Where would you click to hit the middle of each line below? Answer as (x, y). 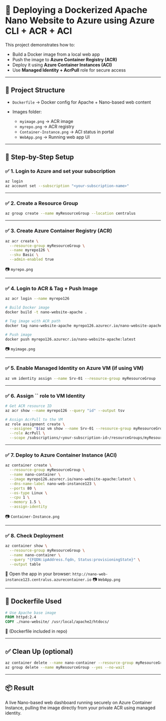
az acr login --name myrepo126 (37, 299)
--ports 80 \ (23, 488)
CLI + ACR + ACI (39, 31)
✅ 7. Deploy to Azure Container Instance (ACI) (61, 455)
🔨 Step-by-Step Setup (40, 157)
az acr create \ (22, 241)
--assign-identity (29, 507)
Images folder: (27, 112)
